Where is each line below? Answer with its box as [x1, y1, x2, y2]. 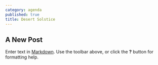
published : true [5, 12, 39, 17]
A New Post [5, 35, 43, 44]
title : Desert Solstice [5, 17, 56, 22]
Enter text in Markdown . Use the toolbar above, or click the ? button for [5, 49, 153, 55]
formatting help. [5, 54, 39, 60]
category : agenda [5, 7, 42, 13]
